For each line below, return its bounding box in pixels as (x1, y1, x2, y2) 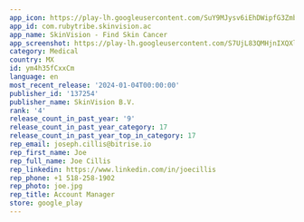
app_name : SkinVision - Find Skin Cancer (9, 30, 168, 39)
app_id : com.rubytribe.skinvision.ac (9, 22, 152, 31)
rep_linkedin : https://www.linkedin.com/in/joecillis (9, 165, 217, 174)
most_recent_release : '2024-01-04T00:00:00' (9, 81, 180, 90)
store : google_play (9, 198, 83, 208)
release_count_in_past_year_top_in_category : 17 (9, 131, 196, 140)
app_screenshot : (9, 38, 71, 48)
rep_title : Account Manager (9, 190, 116, 199)
